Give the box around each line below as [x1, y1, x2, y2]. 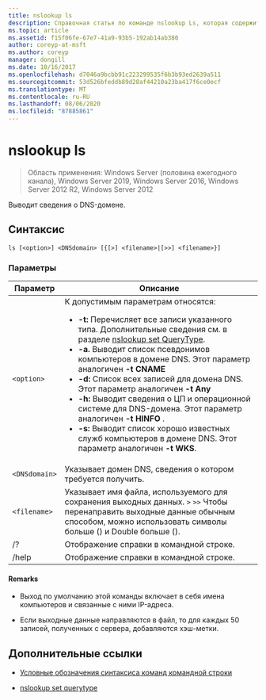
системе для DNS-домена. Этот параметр [78, 404, 243, 415]
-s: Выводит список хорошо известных [78, 423, 230, 434]
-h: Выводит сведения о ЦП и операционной [78, 393, 251, 404]
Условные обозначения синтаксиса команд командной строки [19, 667, 233, 678]
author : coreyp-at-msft [8, 41, 87, 49]
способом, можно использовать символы [64, 516, 227, 527]
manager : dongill [8, 56, 66, 64]
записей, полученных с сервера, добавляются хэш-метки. [19, 624, 219, 633]
